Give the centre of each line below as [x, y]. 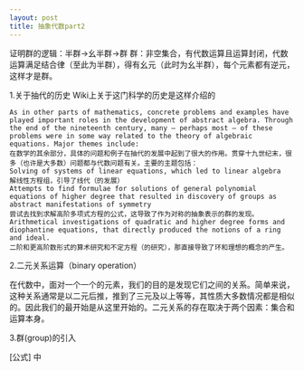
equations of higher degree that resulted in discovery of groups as [143, 196]
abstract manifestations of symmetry [81, 205]
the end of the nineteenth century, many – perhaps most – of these [141, 128]
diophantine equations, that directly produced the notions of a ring [145, 230]
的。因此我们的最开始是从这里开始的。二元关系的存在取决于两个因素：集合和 [152, 307]
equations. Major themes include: [75, 144]
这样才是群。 [33, 76]
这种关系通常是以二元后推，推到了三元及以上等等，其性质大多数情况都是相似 [152, 296]
